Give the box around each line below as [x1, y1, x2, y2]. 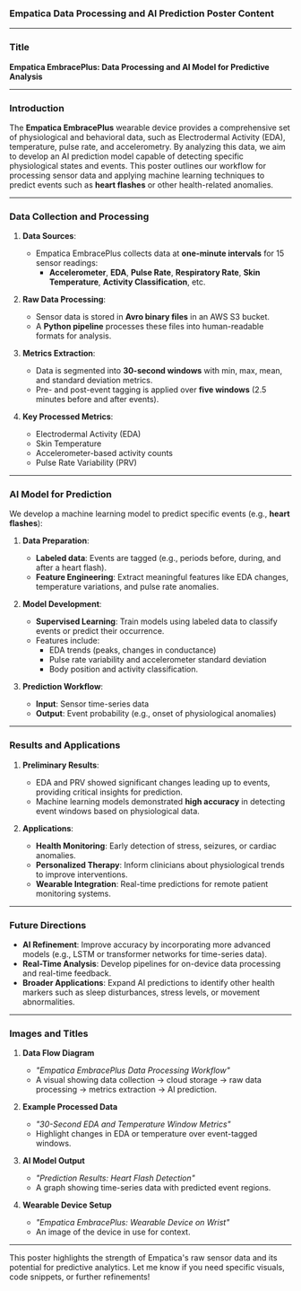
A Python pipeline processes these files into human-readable [35, 321, 264, 332]
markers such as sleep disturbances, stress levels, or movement [21, 987, 260, 998]
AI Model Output [21, 1155, 85, 1166]
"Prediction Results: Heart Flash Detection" [35, 1172, 195, 1183]
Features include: [35, 636, 100, 646]
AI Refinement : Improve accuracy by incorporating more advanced [21, 939, 271, 950]
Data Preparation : [21, 535, 90, 546]
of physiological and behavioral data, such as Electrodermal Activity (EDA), [9, 131, 286, 142]
